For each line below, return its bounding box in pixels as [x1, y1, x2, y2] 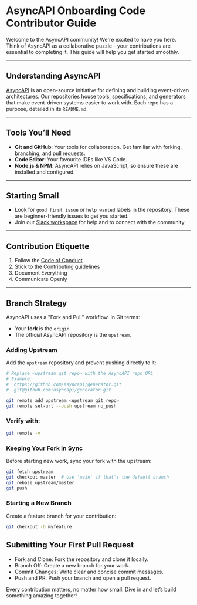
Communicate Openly [14, 276, 67, 283]
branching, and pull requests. [14, 150, 86, 157]
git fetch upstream [6, 469, 54, 475]
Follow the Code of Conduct [14, 257, 83, 264]
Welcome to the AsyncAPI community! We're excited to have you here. [6, 36, 177, 43]
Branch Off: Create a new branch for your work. [14, 562, 130, 569]
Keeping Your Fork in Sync [6, 444, 83, 452]
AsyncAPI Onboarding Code [6, 4, 145, 18]
